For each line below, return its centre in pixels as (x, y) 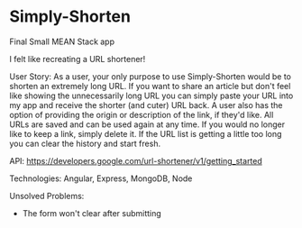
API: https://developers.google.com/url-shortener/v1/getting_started (136, 160)
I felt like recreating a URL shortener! (78, 59)
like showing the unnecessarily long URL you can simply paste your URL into (151, 96)
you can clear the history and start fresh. (85, 143)
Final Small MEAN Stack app (62, 41)
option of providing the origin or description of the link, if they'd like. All (142, 114)
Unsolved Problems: (47, 196)
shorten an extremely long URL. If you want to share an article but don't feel (150, 86)
